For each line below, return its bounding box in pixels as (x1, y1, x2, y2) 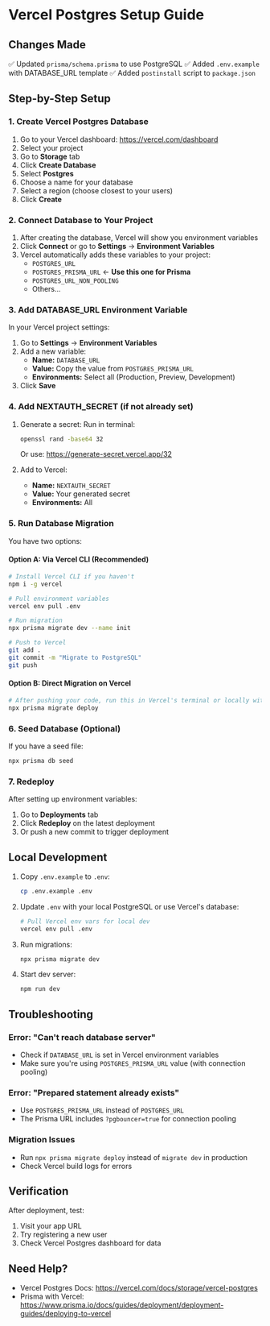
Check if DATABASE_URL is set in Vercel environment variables (19, 1050, 219, 1059)
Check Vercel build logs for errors (19, 1161, 133, 1171)
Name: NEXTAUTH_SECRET (31, 481, 111, 491)
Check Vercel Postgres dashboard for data (19, 1238, 162, 1248)
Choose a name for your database (19, 177, 133, 187)
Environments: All (31, 498, 93, 508)
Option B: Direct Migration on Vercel (8, 678, 131, 688)
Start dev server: (19, 969, 76, 980)
